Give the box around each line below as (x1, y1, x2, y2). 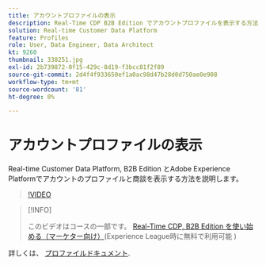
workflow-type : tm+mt (8, 78, 80, 86)
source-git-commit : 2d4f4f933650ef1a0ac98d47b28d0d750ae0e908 (8, 71, 218, 79)
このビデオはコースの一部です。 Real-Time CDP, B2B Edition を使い (27, 221, 247, 231)
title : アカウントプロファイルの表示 (8, 11, 116, 20)
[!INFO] (27, 205, 52, 215)
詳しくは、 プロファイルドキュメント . (8, 248, 131, 258)
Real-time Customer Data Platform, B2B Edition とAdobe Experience (8, 164, 231, 174)
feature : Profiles (8, 33, 69, 42)
